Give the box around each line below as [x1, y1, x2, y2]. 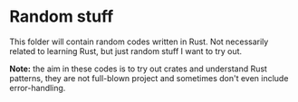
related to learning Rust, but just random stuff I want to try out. [9, 45, 243, 56]
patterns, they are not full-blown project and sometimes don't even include [9, 72, 289, 83]
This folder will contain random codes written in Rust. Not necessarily [9, 36, 269, 47]
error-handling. [9, 82, 66, 93]
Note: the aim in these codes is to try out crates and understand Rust [9, 63, 267, 74]
